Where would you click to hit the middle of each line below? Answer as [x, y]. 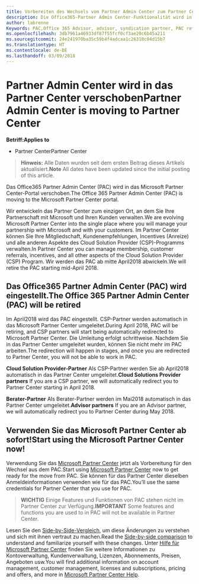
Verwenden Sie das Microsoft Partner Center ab [96, 430]
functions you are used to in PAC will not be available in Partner [98, 513]
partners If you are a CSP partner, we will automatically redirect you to [92, 381]
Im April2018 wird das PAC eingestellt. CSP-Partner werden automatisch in [97, 319]
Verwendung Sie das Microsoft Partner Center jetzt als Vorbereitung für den [99, 463]
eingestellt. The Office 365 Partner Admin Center [98, 296]
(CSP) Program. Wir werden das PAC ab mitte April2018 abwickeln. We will [96, 261]
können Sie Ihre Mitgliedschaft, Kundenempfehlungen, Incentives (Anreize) [98, 236]
